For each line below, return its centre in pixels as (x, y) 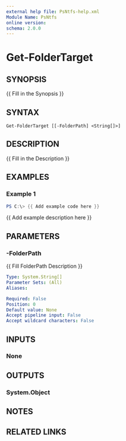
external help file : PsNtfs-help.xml (53, 12)
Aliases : (17, 288)
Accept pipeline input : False (44, 315)
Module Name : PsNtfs (32, 17)
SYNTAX (23, 112)
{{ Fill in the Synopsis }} (35, 94)
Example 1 (21, 194)
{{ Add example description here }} (49, 218)
